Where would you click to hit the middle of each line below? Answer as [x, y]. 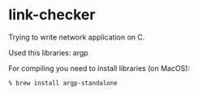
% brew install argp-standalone [63, 83]
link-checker [52, 15]
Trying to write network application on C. [77, 37]
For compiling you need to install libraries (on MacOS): [99, 68]
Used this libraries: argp [48, 52]
